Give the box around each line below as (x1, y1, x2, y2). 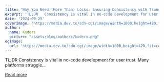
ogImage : (5, 39, 23, 44)
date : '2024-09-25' (5, 16, 45, 21)
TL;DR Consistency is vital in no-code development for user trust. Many (5, 57, 149, 62)
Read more (5, 71, 27, 77)
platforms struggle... (5, 62, 46, 68)
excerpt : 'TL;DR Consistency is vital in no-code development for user (5, 12, 159, 17)
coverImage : (5, 20, 29, 26)
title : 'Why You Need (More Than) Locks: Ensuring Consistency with (5, 7, 147, 12)
